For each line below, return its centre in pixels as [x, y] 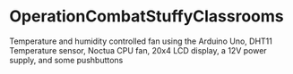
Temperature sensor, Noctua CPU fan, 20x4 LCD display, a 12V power [138, 50]
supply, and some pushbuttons [66, 60]
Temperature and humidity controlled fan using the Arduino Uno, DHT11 [141, 41]
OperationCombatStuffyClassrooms [146, 16]
